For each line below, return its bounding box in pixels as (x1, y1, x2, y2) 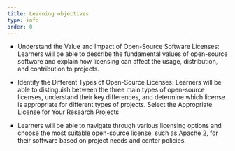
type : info (7, 17, 39, 24)
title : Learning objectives (7, 10, 90, 17)
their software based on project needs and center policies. (17, 136, 187, 145)
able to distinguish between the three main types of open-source (17, 85, 205, 94)
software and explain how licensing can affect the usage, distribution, (17, 57, 218, 66)
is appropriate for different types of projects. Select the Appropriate (17, 101, 213, 109)
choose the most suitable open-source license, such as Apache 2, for (17, 129, 218, 137)
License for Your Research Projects (17, 108, 120, 116)
